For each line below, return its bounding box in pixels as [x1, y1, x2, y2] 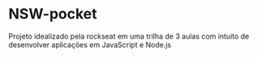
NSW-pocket [8, 5, 97, 23]
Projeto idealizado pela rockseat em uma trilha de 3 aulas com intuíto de [8, 31, 250, 41]
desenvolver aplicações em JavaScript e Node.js [8, 39, 172, 49]
